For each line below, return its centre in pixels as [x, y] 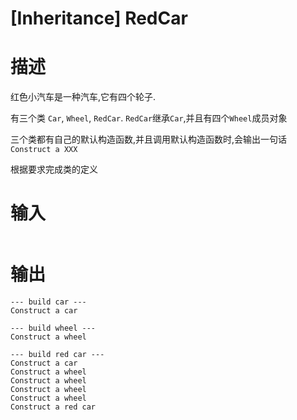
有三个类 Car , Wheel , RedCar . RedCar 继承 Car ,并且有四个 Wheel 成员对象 [149, 118]
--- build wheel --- [53, 328]
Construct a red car [53, 407]
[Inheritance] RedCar [99, 18]
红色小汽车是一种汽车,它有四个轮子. [83, 97]
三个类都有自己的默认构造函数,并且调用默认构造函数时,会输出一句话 [149, 139]
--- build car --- [48, 302]
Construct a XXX [44, 150]
